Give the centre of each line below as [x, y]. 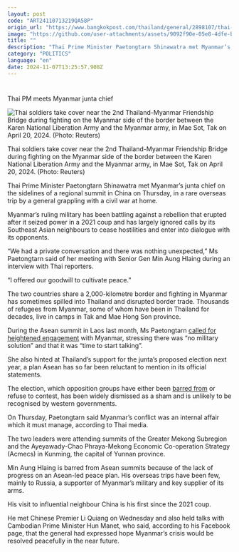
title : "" [22, 41]
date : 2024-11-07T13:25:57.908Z [55, 67]
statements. [25, 374]
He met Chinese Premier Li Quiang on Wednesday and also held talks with [116, 518]
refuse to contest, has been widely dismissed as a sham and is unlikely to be [119, 396]
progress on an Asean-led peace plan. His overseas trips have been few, [114, 475]
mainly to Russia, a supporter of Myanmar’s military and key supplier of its [116, 483]
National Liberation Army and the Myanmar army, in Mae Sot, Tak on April [115, 164]
